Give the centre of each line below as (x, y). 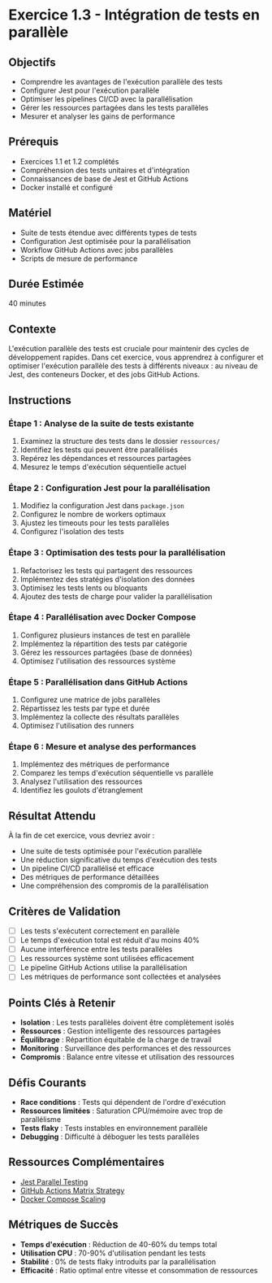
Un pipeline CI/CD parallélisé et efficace (87, 868)
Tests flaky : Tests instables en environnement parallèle (114, 1129)
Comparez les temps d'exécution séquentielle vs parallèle (117, 773)
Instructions (40, 400)
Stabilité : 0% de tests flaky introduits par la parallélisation (118, 1261)
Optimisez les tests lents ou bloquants (84, 588)
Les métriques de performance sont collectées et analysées (121, 976)
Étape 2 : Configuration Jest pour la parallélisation (110, 488)
